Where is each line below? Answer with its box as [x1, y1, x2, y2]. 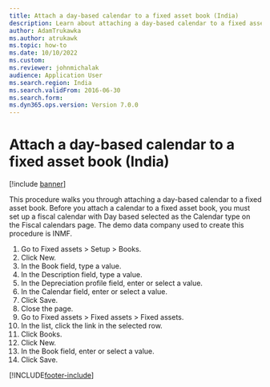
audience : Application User [9, 71, 103, 79]
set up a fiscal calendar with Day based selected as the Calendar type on [9, 212, 251, 221]
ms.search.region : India [9, 79, 92, 87]
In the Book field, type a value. [20, 261, 122, 271]
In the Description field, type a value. [20, 270, 143, 280]
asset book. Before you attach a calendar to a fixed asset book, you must [9, 204, 251, 213]
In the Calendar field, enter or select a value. [20, 287, 167, 296]
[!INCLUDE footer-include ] [9, 370, 95, 381]
